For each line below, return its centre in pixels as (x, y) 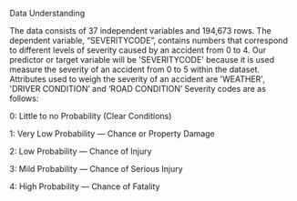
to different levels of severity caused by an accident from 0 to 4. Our (138, 50)
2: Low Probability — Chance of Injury (81, 151)
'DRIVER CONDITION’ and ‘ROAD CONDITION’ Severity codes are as (138, 89)
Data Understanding (47, 13)
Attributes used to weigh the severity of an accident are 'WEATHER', (138, 79)
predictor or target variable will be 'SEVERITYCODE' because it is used (142, 60)
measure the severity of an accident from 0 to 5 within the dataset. (135, 69)
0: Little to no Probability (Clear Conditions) (91, 116)
